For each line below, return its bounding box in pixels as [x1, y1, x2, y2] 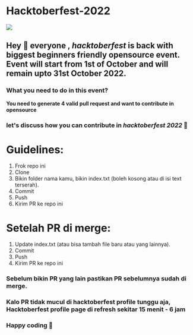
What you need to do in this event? [6, 86, 109, 94]
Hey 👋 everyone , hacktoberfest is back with [6, 40, 173, 51]
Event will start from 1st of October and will [6, 59, 169, 69]
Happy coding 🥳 [6, 321, 53, 330]
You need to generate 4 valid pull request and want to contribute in [6, 100, 174, 107]
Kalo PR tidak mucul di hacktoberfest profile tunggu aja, [6, 298, 171, 306]
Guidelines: [6, 143, 64, 156]
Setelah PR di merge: [6, 221, 111, 235]
